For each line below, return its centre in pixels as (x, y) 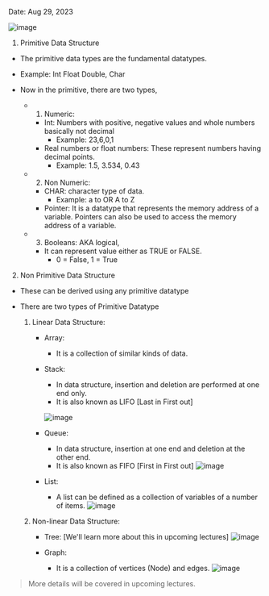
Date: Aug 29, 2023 (41, 12)
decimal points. (69, 157)
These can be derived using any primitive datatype (104, 291)
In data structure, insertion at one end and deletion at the (151, 448)
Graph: (55, 552)
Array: (54, 338)
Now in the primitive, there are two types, (89, 90)
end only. (71, 393)
